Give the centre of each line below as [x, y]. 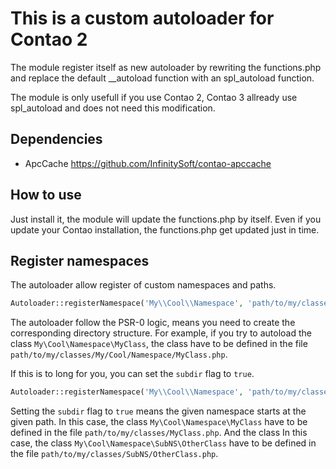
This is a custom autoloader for [142, 18]
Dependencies [56, 139]
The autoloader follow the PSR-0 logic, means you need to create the [153, 323]
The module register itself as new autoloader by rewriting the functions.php [166, 67]
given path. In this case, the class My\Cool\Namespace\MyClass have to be [159, 422]
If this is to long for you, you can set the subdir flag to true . [132, 374]
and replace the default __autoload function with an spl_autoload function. [162, 78]
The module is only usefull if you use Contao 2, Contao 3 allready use [154, 97]
